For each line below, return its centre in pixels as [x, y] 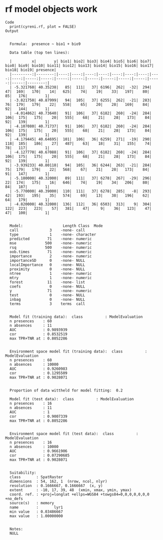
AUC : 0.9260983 [39, 369]
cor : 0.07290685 [40, 455]
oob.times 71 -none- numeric [51, 252]
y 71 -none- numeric [51, 291]
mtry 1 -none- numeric [51, 278]
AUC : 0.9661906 [39, 451]
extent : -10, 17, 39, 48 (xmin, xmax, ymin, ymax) [71, 490]
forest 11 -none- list [47, 282]
